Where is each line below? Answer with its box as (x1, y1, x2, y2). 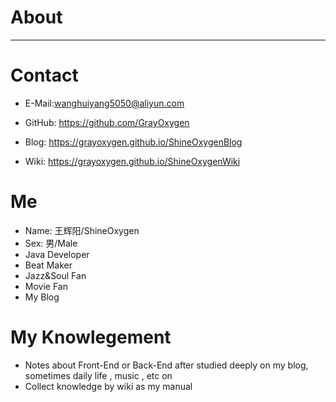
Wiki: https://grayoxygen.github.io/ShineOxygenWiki (24, 155, 241, 167)
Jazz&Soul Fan (24, 269, 87, 281)
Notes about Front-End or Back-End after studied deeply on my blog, (24, 359, 309, 371)
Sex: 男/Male (24, 237, 78, 249)
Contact (10, 64, 79, 87)
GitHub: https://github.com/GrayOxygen (24, 116, 190, 128)
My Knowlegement (10, 326, 172, 348)
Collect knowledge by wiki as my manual (24, 380, 193, 392)
